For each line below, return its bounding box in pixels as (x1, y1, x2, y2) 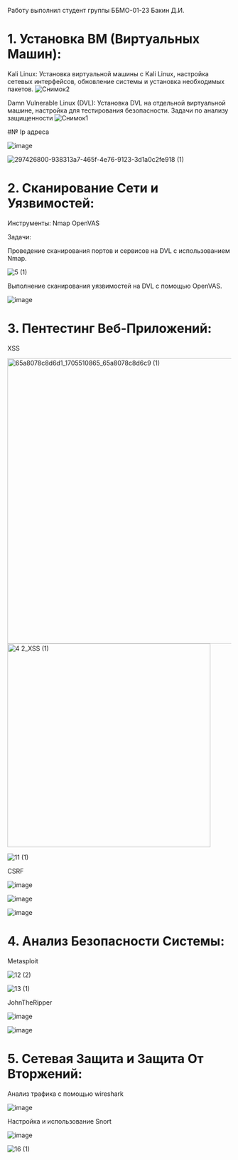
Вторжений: (7, 1065, 83, 1082)
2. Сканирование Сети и (7, 180, 158, 197)
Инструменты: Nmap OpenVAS (7, 219, 100, 227)
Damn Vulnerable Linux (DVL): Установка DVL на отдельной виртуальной (7, 98, 226, 107)
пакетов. (7, 85, 34, 93)
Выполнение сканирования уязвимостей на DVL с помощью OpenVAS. (7, 281, 222, 290)
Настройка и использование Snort (7, 1117, 112, 1125)
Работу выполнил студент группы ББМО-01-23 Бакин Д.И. (7, 6, 185, 14)
